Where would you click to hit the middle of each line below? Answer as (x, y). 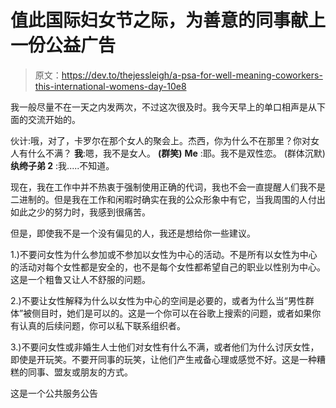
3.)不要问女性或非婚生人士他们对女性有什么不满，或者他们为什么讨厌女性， (165, 347)
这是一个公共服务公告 (54, 393)
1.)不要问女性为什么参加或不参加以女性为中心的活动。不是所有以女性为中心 (164, 254)
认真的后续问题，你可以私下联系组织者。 (102, 325)
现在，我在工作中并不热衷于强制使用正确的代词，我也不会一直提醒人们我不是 (168, 187)
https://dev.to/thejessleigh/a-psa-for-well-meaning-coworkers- (192, 75)
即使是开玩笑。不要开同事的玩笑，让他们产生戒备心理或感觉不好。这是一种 (163, 359)
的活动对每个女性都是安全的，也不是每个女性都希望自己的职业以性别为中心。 (168, 267)
